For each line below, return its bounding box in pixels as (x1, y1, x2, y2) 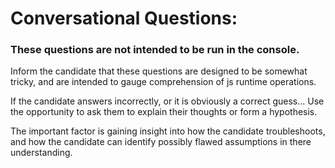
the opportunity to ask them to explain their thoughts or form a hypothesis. (10, 106, 318, 118)
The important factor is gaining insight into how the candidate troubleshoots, (10, 125, 326, 137)
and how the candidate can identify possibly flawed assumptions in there (10, 136, 312, 148)
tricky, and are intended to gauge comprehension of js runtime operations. (10, 76, 317, 88)
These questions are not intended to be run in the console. (10, 43, 300, 57)
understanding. (10, 147, 73, 159)
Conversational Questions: (10, 7, 238, 30)
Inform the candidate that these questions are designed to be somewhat (10, 65, 308, 77)
